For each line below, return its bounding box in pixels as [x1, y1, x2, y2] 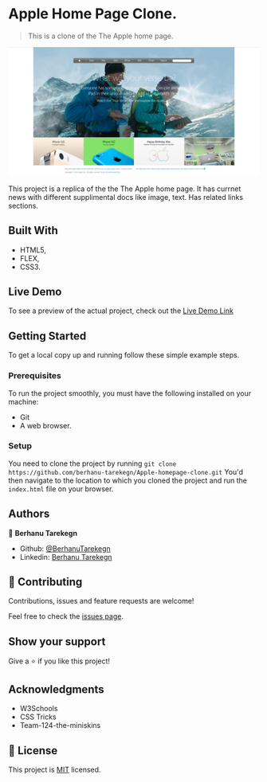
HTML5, [19, 244, 46, 255]
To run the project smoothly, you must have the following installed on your [8, 388, 252, 398]
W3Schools [19, 704, 58, 714]
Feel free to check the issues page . [8, 612, 124, 621]
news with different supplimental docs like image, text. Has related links [8, 192, 244, 201]
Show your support [8, 635, 106, 648]
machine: [8, 397, 39, 406]
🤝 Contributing [8, 575, 83, 589]
